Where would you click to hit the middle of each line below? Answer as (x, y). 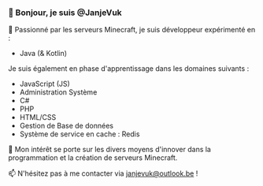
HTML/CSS (38, 117)
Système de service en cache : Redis (80, 134)
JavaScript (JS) (45, 84)
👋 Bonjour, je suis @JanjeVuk (65, 13)
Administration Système (58, 92)
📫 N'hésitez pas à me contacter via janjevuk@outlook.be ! (103, 173)
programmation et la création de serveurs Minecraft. (93, 158)
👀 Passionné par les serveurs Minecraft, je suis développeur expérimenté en (132, 30)
